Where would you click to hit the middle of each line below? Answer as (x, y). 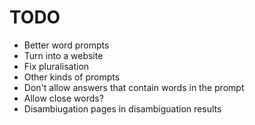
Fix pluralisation (56, 66)
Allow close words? (63, 98)
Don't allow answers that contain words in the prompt (134, 87)
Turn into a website (63, 55)
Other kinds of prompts (72, 77)
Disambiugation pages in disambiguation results (122, 108)
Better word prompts (66, 45)
